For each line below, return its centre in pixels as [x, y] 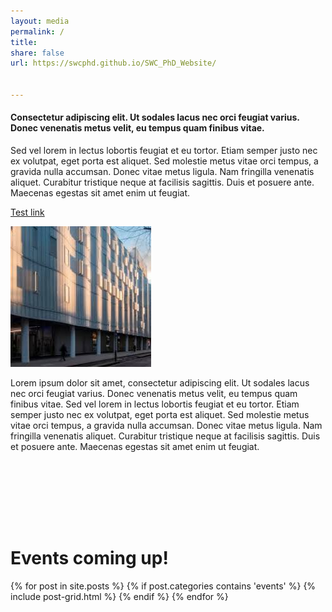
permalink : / [37, 31]
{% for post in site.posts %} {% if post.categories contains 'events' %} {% [163, 586]
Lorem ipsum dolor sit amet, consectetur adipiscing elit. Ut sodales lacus [160, 383]
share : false [37, 53]
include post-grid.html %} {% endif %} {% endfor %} [119, 597]
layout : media [40, 21]
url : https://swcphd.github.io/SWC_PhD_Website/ [113, 63]
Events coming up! [89, 558]
